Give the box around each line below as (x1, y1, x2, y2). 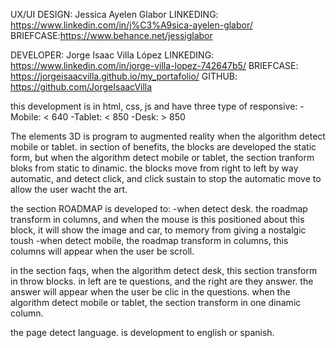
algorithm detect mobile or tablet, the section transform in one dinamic (10, 297, 302, 308)
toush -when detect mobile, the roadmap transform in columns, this (10, 235, 289, 246)
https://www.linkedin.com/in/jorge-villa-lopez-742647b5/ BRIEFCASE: (10, 60, 299, 71)
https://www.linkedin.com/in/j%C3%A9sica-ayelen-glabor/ (10, 19, 253, 31)
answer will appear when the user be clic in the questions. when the (10, 286, 291, 298)
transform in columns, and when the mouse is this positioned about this (10, 214, 305, 225)
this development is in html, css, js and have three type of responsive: (10, 100, 298, 112)
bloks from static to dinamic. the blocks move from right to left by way (10, 162, 299, 174)
